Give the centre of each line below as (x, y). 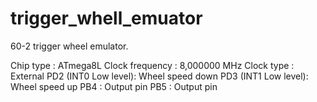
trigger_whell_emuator (106, 18)
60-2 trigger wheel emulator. (69, 46)
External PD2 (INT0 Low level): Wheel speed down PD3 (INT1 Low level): (159, 76)
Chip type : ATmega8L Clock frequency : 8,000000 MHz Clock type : (152, 65)
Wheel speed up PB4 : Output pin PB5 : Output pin (114, 86)
